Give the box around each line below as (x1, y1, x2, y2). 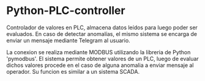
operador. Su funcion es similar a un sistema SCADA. (6, 68, 140, 75)
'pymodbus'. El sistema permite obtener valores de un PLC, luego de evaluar (6, 55, 199, 62)
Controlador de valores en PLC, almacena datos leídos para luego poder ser (6, 24, 198, 31)
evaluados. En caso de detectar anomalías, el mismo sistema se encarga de (6, 30, 198, 37)
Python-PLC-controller (6, 4, 125, 18)
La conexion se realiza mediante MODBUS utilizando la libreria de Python (6, 48, 191, 55)
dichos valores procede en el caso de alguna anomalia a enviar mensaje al (6, 62, 194, 69)
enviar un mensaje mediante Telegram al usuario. (6, 37, 130, 44)
